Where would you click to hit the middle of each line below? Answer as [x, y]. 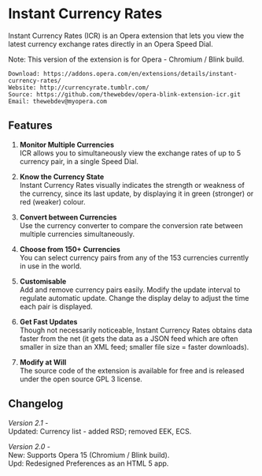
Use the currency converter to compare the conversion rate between [131, 225]
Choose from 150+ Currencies [70, 249]
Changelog [36, 404]
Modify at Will [43, 362]
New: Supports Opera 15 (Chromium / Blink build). [89, 455]
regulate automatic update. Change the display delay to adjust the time [134, 298]
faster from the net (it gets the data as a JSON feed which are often [129, 338]
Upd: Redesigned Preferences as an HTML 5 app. [89, 463]
